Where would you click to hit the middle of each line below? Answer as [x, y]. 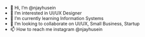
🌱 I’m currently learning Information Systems [57, 18]
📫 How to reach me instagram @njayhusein [56, 29]
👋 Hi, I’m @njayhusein [33, 8]
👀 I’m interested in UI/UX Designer [46, 13]
